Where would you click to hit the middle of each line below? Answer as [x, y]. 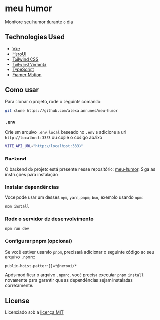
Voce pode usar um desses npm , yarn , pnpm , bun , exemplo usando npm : [74, 197]
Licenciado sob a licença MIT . [35, 312]
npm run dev [17, 229]
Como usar [22, 90]
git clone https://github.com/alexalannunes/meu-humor [62, 110]
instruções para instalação [32, 174]
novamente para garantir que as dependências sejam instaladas [69, 280]
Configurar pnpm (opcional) [39, 241]
